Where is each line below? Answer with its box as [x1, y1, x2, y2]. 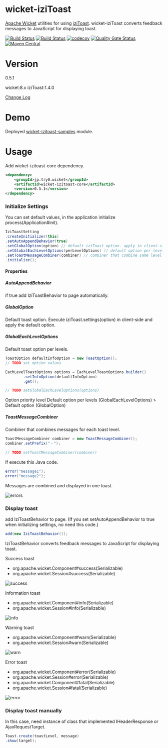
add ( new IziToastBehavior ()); [5, 531, 68, 536]
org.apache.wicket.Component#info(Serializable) [12, 599, 114, 606]
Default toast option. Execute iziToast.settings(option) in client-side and [5, 316, 153, 323]
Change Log [5, 94, 31, 100]
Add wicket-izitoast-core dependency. [5, 162, 84, 169]
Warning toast [5, 624, 34, 630]
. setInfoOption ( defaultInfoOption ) [23, 374, 97, 379]
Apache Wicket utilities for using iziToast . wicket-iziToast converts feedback [5, 20, 162, 26]
